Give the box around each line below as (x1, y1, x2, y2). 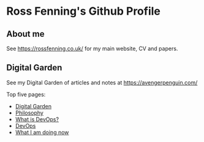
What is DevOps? (15, 115, 59, 123)
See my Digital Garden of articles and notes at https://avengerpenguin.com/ (6, 78, 198, 86)
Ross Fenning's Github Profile (6, 4, 161, 18)
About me (6, 29, 45, 39)
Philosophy (15, 109, 44, 116)
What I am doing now (15, 129, 69, 136)
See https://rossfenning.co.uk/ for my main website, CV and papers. (6, 45, 178, 52)
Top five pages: (6, 91, 46, 98)
